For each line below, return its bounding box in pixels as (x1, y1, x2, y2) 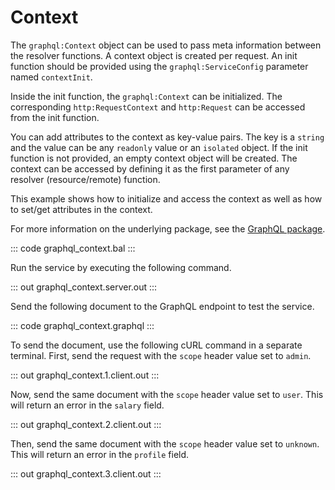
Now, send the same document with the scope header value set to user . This (10, 388, 324, 400)
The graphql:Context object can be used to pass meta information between (10, 39, 322, 51)
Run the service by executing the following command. (10, 261, 232, 273)
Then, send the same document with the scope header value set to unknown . (10, 437, 320, 450)
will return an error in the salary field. (10, 399, 165, 411)
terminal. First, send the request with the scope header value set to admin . (10, 349, 312, 361)
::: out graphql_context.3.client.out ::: (10, 467, 162, 480)
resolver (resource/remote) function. (10, 173, 161, 185)
